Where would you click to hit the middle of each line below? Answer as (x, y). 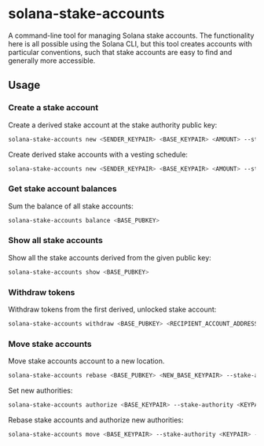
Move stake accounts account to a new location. (86, 361)
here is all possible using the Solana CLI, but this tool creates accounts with (130, 43)
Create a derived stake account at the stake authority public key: (113, 125)
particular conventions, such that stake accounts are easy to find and (120, 52)
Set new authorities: (40, 391)
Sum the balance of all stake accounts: (71, 206)
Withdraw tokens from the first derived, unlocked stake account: (112, 310)
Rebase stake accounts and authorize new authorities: (96, 420)
